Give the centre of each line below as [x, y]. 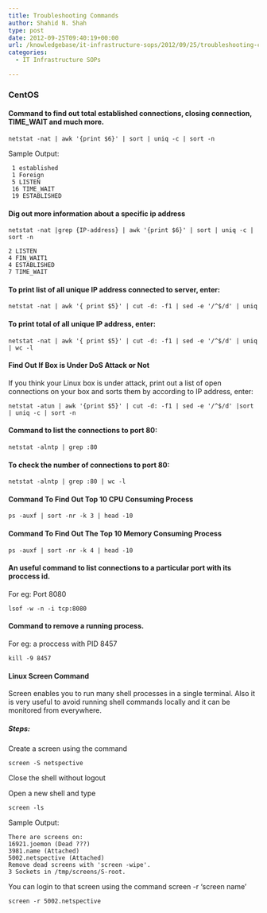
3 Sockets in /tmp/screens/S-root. [67, 872]
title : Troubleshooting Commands [64, 15]
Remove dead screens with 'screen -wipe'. [79, 865]
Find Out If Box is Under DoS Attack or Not [79, 366]
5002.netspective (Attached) [56, 858]
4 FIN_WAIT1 [28, 258]
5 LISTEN [26, 182]
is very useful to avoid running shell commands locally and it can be [119, 702]
